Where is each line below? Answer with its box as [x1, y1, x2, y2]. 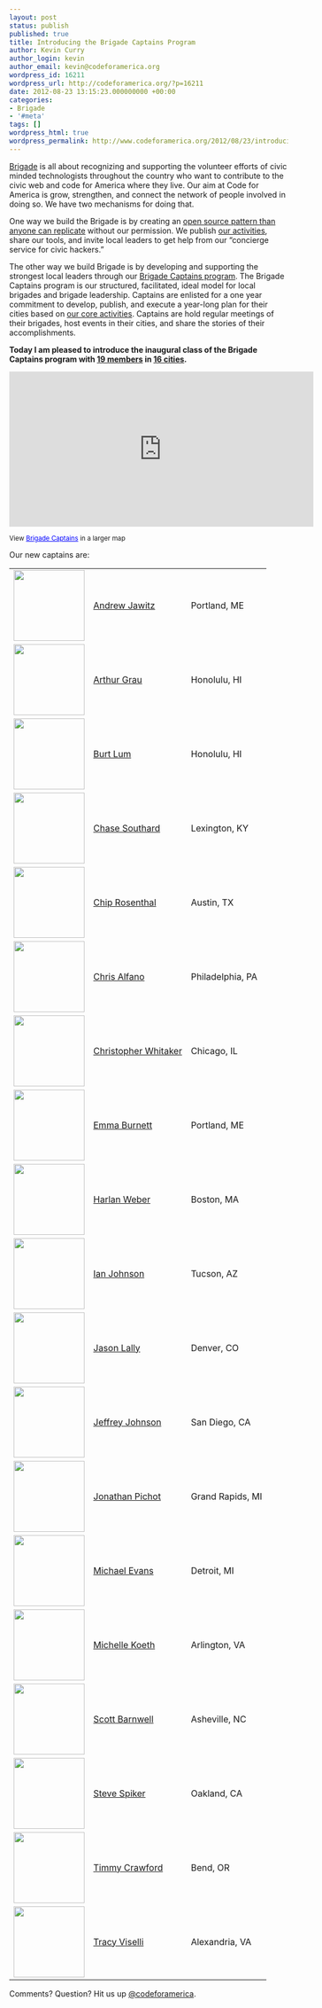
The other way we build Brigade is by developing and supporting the [9, 261, 259, 271]
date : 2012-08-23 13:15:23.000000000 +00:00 [9, 87, 176, 96]
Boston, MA [190, 1193, 240, 1206]
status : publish [9, 21, 69, 30]
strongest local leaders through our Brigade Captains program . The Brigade [9, 270, 285, 281]
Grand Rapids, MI [190, 1490, 263, 1503]
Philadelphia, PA [190, 970, 258, 982]
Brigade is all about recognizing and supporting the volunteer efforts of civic [9, 160, 287, 171]
